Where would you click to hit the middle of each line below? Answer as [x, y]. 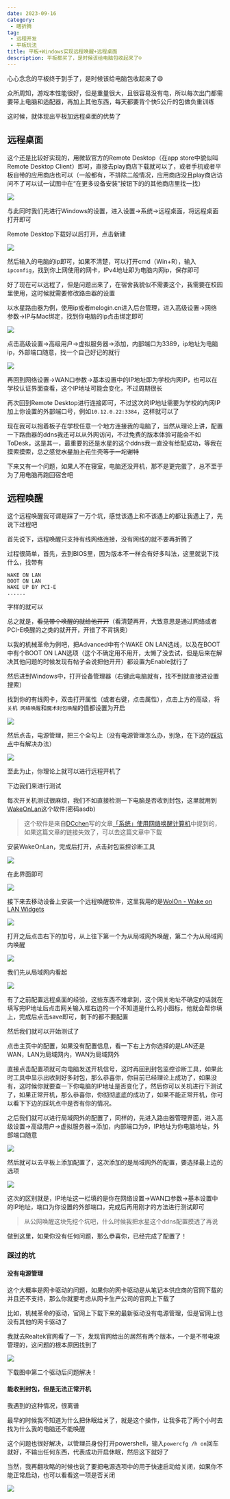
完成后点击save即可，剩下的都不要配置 [74, 1017]
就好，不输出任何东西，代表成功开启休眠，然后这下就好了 [88, 1452]
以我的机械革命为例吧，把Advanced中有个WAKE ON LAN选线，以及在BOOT [114, 644]
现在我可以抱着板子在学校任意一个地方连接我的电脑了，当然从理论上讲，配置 [115, 426]
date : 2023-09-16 [32, 13]
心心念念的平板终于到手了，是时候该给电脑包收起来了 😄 [85, 78]
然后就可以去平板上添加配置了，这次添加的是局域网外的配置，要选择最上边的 [115, 1162]
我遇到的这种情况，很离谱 [43, 1405]
